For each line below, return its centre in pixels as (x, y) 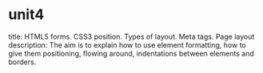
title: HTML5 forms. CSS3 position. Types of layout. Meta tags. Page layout (131, 36)
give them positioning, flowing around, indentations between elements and (131, 53)
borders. (22, 62)
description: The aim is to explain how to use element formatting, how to (127, 44)
